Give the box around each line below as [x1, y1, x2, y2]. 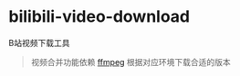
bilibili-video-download [8, 6, 191, 27]
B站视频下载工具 [8, 37, 70, 48]
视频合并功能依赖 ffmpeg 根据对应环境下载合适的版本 [30, 56, 232, 67]
